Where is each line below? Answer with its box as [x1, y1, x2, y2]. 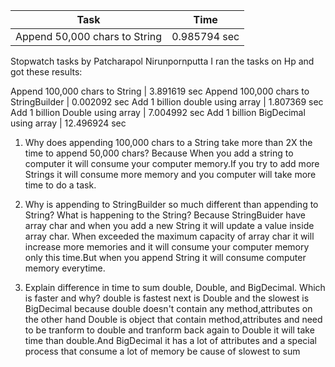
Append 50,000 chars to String [15, 30, 163, 43]
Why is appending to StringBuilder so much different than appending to [24, 199, 319, 210]
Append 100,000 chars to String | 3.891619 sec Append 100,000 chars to [10, 85, 310, 97]
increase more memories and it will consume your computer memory [24, 241, 310, 253]
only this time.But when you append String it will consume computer [24, 252, 307, 263]
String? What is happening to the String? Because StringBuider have [24, 209, 306, 221]
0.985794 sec [171, 30, 240, 43]
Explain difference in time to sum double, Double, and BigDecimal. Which [24, 282, 326, 293]
